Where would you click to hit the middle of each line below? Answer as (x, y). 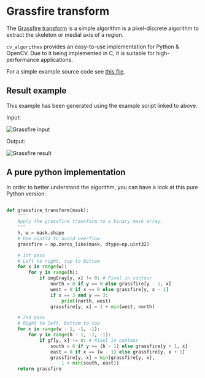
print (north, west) (86, 301)
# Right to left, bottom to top (59, 323)
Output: (16, 141)
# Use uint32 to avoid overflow (59, 238)
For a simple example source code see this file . (66, 71)
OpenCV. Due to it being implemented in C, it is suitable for (81, 53)
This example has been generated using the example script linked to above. (102, 105)
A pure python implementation (66, 172)
